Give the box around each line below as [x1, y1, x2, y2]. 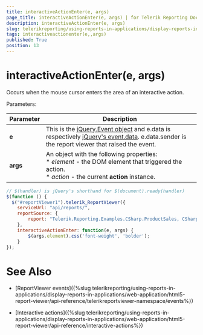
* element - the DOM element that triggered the [45, 157, 182, 166]
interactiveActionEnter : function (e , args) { [17, 227, 134, 233]
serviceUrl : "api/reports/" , [17, 205, 91, 211]
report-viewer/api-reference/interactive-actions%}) [14, 322, 143, 330]
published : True [6, 37, 47, 43]
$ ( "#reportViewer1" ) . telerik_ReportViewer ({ [11, 199, 126, 206]
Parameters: [6, 100, 37, 108]
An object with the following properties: [45, 149, 158, 158]
